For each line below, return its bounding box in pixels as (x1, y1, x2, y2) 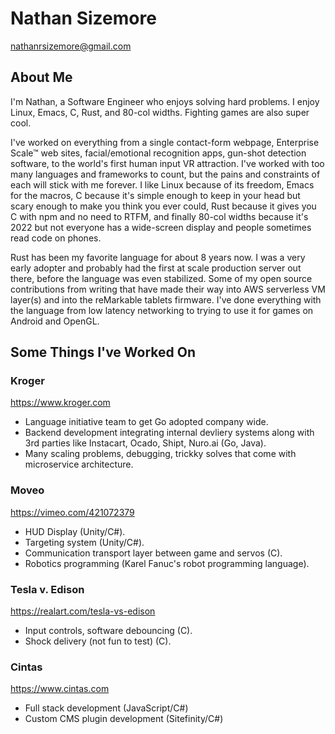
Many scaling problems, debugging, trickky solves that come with (24, 448, 297, 460)
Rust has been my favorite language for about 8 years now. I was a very (10, 251, 306, 263)
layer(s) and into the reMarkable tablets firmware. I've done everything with (10, 293, 322, 306)
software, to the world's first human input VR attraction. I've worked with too (10, 157, 325, 169)
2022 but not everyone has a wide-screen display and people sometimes (10, 221, 312, 233)
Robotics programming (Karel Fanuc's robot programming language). (24, 557, 310, 569)
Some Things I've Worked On (10, 344, 197, 361)
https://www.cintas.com (10, 683, 110, 695)
